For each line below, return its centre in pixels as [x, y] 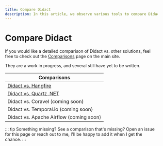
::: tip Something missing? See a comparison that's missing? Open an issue [80, 129]
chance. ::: [16, 139]
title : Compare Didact [28, 9]
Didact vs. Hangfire [29, 86]
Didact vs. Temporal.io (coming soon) [50, 109]
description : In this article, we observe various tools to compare [76, 14]
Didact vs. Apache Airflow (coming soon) [54, 117]
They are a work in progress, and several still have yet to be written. [73, 66]
